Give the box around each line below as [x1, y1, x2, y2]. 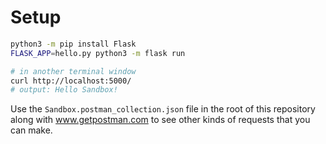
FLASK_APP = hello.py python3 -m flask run [10, 48, 186, 58]
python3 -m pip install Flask [10, 39, 137, 49]
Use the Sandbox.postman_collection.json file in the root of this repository [10, 103, 316, 115]
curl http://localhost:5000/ [10, 76, 132, 86]
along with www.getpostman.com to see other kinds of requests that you [10, 114, 311, 126]
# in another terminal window [10, 66, 137, 76]
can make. [10, 124, 53, 136]
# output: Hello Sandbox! [10, 85, 118, 95]
